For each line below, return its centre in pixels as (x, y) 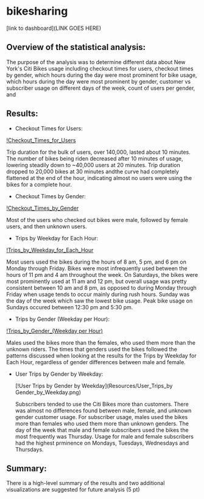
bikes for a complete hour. (39, 184)
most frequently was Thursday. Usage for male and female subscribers (104, 436)
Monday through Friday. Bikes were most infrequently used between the (97, 268)
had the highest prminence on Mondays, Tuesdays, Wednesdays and (102, 443)
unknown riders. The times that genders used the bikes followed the (92, 349)
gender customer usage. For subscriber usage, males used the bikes (101, 417)
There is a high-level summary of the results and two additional (86, 483)
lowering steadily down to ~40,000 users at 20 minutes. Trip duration (93, 165)
